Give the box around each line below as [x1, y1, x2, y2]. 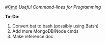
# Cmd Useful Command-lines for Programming [5, 4, 101, 10]
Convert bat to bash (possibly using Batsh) [12, 23, 99, 29]
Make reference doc [12, 34, 53, 39]
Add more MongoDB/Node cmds [12, 28, 79, 34]
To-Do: [5, 14, 20, 19]
